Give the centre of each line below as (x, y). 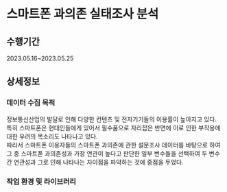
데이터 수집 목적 (31, 103)
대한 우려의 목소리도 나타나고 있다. (52, 136)
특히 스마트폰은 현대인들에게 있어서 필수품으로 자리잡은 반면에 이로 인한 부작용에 (113, 128)
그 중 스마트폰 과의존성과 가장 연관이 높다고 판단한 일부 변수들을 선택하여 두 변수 (113, 153)
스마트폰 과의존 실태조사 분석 (83, 14)
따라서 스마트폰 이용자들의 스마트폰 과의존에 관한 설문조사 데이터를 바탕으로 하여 (113, 145)
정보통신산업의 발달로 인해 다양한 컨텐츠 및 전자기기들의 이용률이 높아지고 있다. (112, 119)
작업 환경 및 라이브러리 (41, 181)
